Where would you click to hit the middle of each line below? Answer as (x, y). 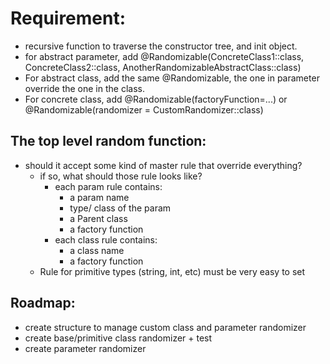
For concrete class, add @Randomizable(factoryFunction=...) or (156, 99)
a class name (97, 250)
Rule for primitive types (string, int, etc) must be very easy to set (172, 271)
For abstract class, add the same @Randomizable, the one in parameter (172, 78)
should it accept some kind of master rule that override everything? (163, 165)
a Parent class (98, 218)
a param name (99, 197)
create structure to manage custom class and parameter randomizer (165, 327)
